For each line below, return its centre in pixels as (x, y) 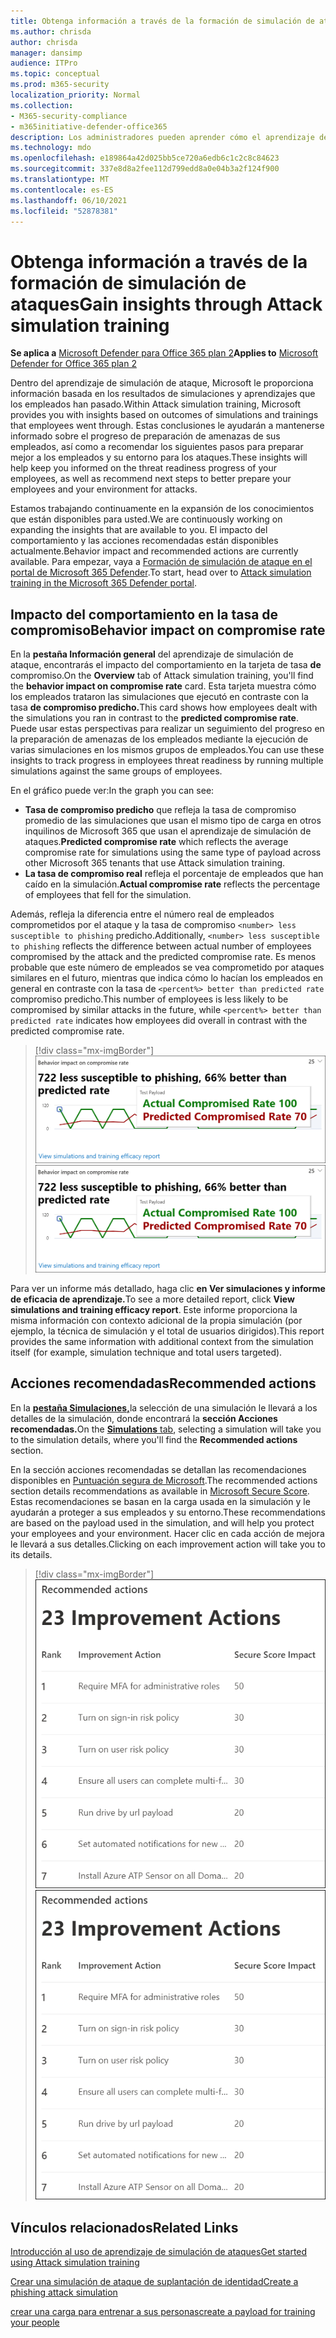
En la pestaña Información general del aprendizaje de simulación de (152, 654)
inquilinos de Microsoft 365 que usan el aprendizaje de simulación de (168, 831)
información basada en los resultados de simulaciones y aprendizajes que (163, 394)
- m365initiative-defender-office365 (89, 126)
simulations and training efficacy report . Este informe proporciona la (154, 1309)
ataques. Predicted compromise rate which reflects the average (156, 842)
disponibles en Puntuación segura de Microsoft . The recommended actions (164, 1480)
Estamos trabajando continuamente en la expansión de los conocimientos (162, 509)
